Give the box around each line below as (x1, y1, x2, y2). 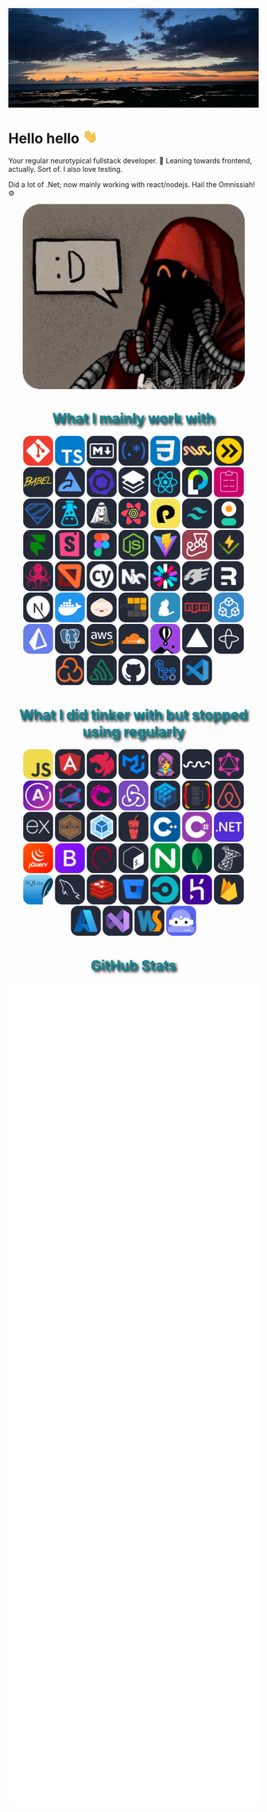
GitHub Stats (90, 957, 177, 974)
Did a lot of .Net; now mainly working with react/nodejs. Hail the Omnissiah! (8, 179, 256, 189)
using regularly (82, 723, 185, 741)
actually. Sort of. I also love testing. (8, 164, 123, 173)
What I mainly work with (52, 409, 215, 427)
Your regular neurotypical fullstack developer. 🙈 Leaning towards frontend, (8, 155, 253, 166)
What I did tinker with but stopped (19, 706, 248, 723)
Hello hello (8, 129, 80, 147)
